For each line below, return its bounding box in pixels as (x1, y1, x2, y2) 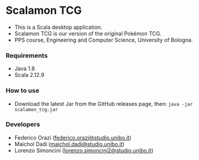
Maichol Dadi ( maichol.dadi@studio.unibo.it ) (14, 140, 125, 147)
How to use (5, 87, 40, 95)
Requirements (5, 51, 48, 60)
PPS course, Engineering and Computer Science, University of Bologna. (14, 36, 194, 43)
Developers (5, 120, 40, 129)
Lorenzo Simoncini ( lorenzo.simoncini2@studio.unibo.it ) (14, 147, 154, 154)
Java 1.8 (14, 65, 36, 72)
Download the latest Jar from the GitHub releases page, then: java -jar (14, 100, 193, 107)
